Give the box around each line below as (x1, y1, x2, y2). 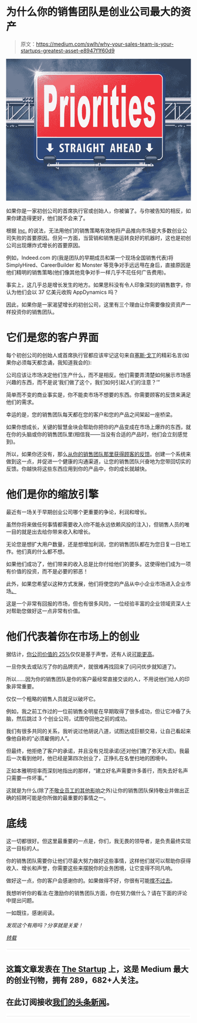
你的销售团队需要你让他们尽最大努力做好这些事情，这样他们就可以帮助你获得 (6, 857, 191, 864)
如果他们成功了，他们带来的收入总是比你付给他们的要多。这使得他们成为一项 (6, 560, 191, 567)
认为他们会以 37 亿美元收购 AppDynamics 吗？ (6, 288, 119, 296)
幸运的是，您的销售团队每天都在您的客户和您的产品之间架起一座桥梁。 (6, 411, 176, 418)
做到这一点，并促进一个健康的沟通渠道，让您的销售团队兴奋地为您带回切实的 (6, 458, 191, 465)
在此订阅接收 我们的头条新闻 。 (6, 997, 114, 1007)
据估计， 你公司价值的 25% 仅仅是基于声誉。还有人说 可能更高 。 (6, 651, 158, 657)
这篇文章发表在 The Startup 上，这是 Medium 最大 (6, 964, 189, 974)
